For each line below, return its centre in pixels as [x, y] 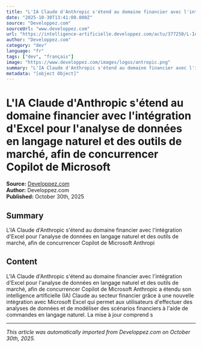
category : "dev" [26, 46]
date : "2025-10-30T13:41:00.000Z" [50, 17]
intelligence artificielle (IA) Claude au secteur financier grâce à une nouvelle [100, 295]
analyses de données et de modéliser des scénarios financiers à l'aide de [97, 308]
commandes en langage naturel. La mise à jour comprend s [80, 314]
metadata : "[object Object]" [43, 73]
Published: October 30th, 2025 [45, 197]
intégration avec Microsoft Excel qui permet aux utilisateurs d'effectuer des [99, 302]
